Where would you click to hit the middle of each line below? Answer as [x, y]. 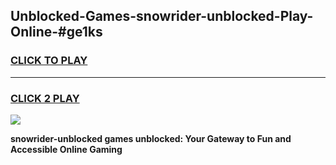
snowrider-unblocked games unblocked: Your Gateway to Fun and [151, 138]
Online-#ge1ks [56, 32]
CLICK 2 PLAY [45, 98]
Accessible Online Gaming [66, 149]
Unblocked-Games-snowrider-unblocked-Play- [162, 16]
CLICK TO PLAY [49, 61]
